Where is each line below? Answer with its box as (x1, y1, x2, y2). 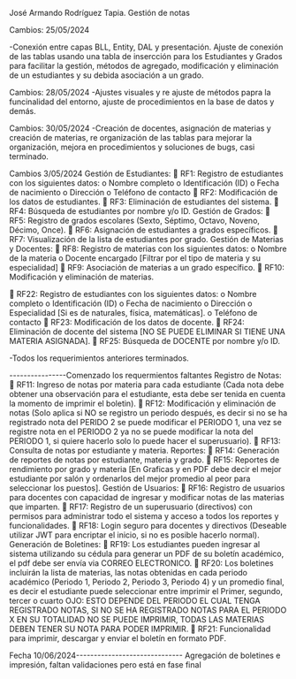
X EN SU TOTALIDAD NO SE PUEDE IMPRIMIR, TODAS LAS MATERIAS (9, 614, 265, 624)
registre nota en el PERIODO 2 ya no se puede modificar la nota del (9, 426, 254, 437)
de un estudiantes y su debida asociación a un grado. (9, 70, 204, 80)
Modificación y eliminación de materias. (9, 271, 155, 282)
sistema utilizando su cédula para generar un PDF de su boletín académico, (9, 548, 285, 559)
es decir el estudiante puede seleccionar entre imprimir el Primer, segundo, (9, 586, 284, 596)
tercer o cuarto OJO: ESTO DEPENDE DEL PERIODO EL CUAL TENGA (9, 596, 261, 606)
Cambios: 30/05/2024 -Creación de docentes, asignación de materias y (9, 123, 271, 134)
